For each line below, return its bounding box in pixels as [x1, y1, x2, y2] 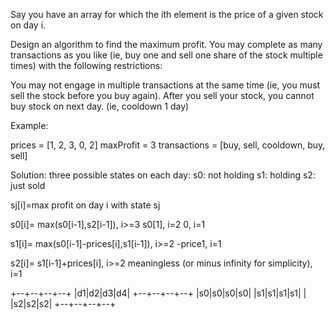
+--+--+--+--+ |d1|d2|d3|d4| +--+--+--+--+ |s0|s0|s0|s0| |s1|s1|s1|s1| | [10, 287, 307, 299]
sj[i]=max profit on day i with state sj [10, 199, 161, 211]
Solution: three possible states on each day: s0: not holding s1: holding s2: [10, 169, 316, 181]
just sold [10, 180, 46, 191]
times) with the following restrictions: [10, 60, 163, 71]
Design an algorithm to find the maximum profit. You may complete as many [10, 39, 323, 50]
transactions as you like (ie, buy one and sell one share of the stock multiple [10, 49, 323, 61]
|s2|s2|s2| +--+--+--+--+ [10, 298, 117, 309]
